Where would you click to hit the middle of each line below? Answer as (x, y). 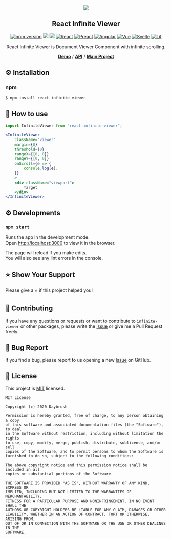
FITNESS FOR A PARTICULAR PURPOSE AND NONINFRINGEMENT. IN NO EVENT (80, 501)
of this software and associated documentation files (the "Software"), (84, 425)
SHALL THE (16, 506)
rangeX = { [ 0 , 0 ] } (32, 154)
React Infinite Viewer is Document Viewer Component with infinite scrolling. (86, 47)
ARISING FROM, (20, 519)
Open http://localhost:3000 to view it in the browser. (60, 243)
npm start (17, 227)
